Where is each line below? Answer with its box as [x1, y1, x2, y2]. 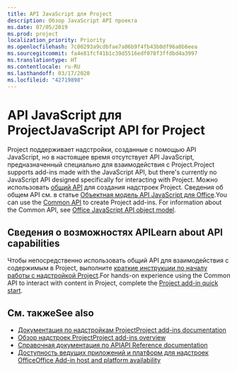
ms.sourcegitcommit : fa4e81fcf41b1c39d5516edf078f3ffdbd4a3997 [7, 50, 198, 57]
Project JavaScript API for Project [7, 122, 205, 138]
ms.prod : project [7, 30, 59, 38]
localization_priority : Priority [7, 37, 106, 44]
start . [7, 287, 23, 295]
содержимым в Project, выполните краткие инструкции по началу [7, 264, 207, 272]
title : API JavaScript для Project [7, 10, 112, 18]
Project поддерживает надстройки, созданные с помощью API [7, 145, 197, 154]
